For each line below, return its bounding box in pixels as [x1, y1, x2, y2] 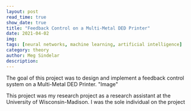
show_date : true [6, 19, 46, 25]
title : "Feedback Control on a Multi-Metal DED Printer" [6, 25, 151, 31]
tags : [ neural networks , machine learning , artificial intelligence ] [6, 42, 183, 48]
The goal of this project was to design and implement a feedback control [6, 74, 184, 81]
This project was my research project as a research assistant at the [6, 92, 171, 99]
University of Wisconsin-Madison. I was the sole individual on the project [6, 98, 186, 105]
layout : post [6, 8, 39, 15]
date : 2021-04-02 [6, 31, 49, 37]
